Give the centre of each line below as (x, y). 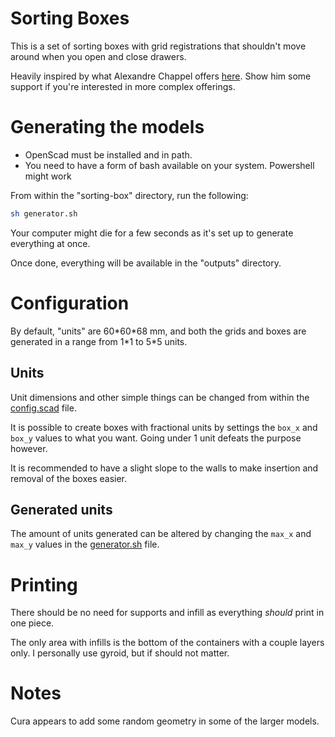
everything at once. (50, 243)
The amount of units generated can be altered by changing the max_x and (161, 534)
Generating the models (107, 127)
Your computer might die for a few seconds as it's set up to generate (152, 233)
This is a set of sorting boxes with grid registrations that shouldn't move (158, 46)
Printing (44, 584)
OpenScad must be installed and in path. (108, 154)
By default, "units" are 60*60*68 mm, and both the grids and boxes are (158, 331)
